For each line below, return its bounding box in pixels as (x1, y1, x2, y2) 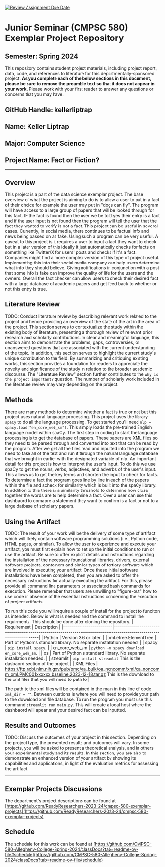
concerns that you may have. (5, 91, 64, 97)
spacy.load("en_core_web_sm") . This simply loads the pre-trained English (5, 424, 152, 430)
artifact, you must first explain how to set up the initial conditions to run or (5, 546, 155, 552)
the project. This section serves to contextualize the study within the (5, 324, 144, 330)
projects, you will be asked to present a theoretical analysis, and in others (5, 745, 154, 751)
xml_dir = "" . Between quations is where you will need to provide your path (5, 691, 159, 697)
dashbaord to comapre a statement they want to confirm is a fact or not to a (5, 498, 159, 504)
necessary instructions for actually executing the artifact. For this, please (5, 578, 153, 584)
